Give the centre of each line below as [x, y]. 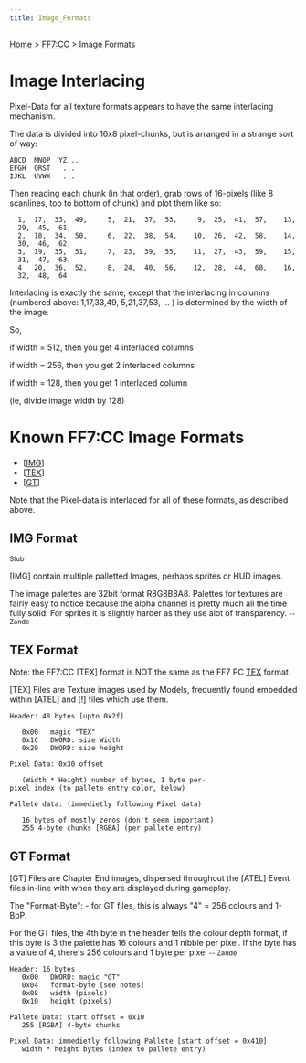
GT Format [40, 856]
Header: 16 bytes [42, 969]
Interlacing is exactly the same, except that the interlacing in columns [140, 292]
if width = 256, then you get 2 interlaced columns [102, 365]
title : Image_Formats [51, 18]
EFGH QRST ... [42, 168]
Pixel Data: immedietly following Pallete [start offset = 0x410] [138, 1041]
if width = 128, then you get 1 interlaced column [99, 383]
